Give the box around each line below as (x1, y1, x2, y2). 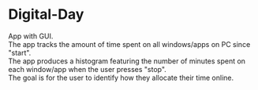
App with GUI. (8, 31, 54, 41)
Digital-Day (8, 5, 84, 23)
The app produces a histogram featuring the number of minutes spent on (8, 56, 246, 66)
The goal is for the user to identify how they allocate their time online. (8, 73, 234, 82)
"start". (8, 48, 32, 57)
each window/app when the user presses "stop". (8, 64, 167, 74)
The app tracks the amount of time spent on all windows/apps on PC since (8, 39, 251, 49)
